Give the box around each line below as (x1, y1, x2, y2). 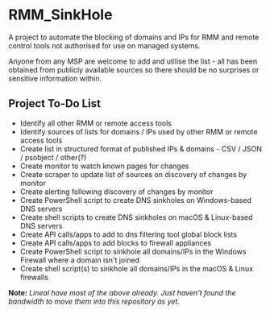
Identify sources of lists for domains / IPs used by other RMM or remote (19, 126, 258, 136)
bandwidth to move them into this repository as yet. (8, 296, 180, 306)
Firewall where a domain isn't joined (19, 255, 139, 265)
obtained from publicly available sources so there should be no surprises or (8, 64, 260, 74)
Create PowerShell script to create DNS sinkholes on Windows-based (19, 195, 251, 205)
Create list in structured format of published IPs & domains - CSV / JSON (19, 143, 262, 154)
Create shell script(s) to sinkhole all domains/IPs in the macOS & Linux (19, 263, 254, 273)
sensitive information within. (8, 73, 102, 83)
